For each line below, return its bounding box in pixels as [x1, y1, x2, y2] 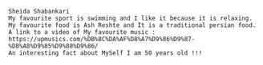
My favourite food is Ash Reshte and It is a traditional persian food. [8, 21, 257, 29]
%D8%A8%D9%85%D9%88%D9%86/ [8, 42, 99, 50]
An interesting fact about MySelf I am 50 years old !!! [8, 49, 203, 57]
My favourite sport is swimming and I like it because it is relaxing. [8, 14, 253, 22]
